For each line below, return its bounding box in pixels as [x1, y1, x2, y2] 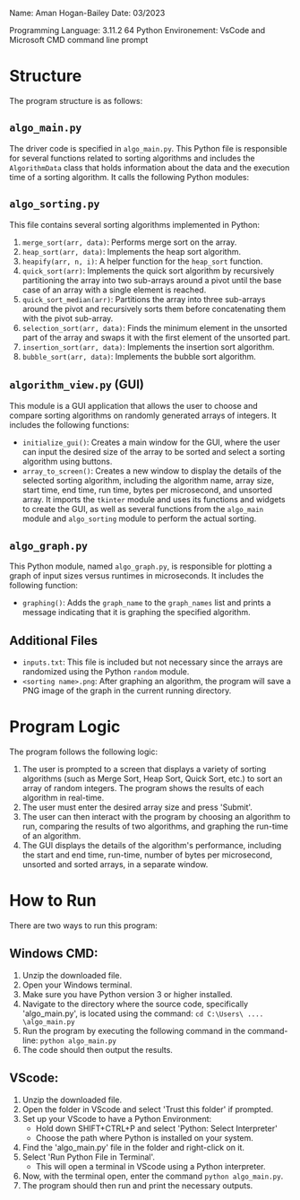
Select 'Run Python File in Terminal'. [21, 1152, 155, 1162]
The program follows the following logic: [9, 746, 159, 757]
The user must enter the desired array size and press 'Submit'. [21, 802, 253, 813]
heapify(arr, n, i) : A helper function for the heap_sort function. [21, 256, 263, 266]
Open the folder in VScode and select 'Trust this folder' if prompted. [21, 1103, 274, 1115]
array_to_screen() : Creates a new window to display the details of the [21, 465, 282, 476]
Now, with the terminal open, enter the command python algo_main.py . [21, 1170, 284, 1181]
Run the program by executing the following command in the [21, 1025, 246, 1036]
